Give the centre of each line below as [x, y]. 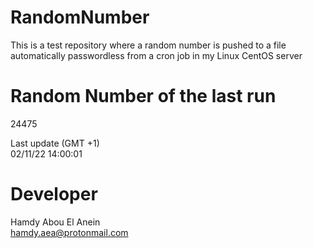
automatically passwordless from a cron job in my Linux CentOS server [156, 55]
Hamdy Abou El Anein [55, 222]
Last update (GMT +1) [55, 143]
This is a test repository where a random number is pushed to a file [148, 45]
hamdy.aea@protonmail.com [69, 232]
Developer [54, 194]
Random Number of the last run [143, 96]
